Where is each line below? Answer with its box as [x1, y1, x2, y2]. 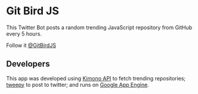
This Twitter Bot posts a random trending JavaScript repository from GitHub [6, 24, 193, 31]
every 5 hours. [6, 30, 42, 37]
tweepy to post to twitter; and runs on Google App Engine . [6, 81, 149, 88]
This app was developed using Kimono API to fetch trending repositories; [6, 74, 186, 82]
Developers [6, 59, 50, 69]
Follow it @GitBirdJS [6, 42, 57, 49]
